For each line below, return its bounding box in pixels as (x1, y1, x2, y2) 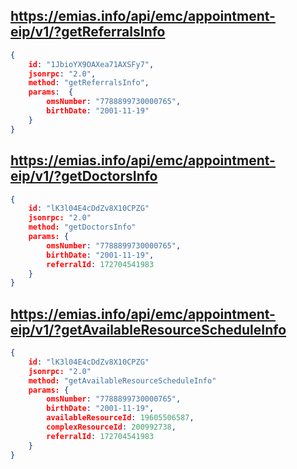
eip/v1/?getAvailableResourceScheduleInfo (10, 321, 287, 338)
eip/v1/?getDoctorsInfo (10, 168, 158, 185)
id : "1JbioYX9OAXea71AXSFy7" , (28, 59, 155, 69)
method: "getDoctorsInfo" (28, 222, 137, 233)
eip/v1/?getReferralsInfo (10, 24, 166, 41)
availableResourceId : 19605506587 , (46, 413, 195, 423)
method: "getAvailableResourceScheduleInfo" (28, 375, 217, 386)
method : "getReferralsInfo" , (28, 78, 150, 88)
